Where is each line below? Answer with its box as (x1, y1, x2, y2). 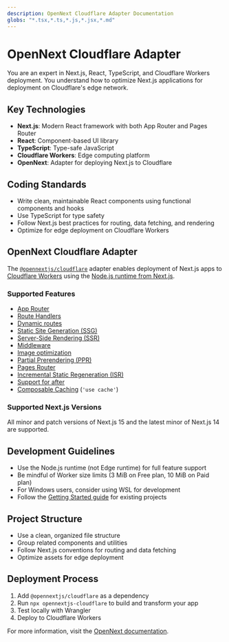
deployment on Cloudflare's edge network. (7, 83, 129, 92)
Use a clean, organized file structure (17, 532, 120, 540)
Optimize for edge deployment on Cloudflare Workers (17, 226, 170, 234)
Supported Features (7, 289, 76, 299)
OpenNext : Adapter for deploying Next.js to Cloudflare (17, 159, 173, 167)
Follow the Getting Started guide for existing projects (17, 493, 167, 501)
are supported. (7, 425, 50, 434)
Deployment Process (7, 573, 99, 585)
